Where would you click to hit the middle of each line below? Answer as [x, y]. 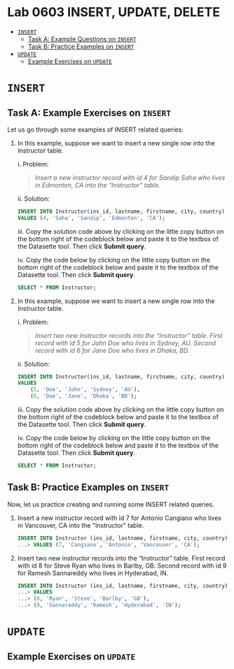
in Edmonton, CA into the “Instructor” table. [98, 185]
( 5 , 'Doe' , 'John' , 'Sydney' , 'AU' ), [85, 390]
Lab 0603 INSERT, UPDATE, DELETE [114, 12]
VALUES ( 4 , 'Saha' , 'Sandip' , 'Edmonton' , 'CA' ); [91, 218]
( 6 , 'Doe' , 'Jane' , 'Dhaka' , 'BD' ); [84, 396]
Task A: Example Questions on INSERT [82, 38]
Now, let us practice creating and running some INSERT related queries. [111, 504]
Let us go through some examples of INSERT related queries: [95, 129]
